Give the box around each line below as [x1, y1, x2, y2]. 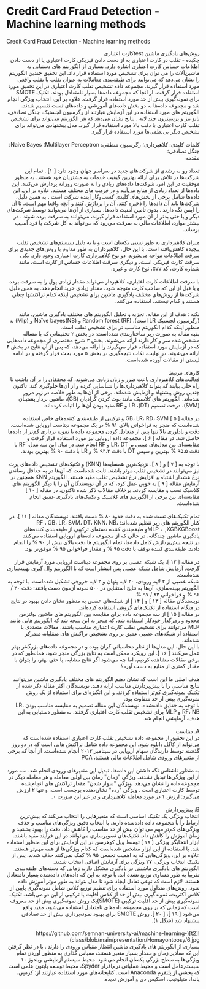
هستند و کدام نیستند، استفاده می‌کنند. [115, 297, 200, 304]
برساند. [183, 225, 200, 233]
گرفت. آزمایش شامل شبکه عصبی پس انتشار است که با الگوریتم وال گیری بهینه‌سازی [7, 564, 200, 572]
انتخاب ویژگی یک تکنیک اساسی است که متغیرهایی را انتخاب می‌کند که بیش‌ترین [20, 812, 200, 820]
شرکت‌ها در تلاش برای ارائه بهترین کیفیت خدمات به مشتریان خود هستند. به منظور [14, 173, 200, 180]
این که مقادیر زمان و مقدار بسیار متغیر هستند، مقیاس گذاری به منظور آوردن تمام [16, 949, 200, 956]
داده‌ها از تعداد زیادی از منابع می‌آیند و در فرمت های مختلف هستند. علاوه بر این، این [12, 186, 200, 194]
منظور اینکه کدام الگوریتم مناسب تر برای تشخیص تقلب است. [60, 323, 200, 331]
